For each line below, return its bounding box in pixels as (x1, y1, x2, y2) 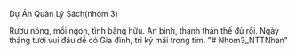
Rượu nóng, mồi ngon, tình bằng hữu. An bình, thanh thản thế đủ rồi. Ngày (9, 26, 280, 35)
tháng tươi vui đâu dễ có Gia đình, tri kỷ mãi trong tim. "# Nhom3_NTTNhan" (9, 35, 289, 45)
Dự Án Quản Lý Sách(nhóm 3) (9, 9, 118, 19)
